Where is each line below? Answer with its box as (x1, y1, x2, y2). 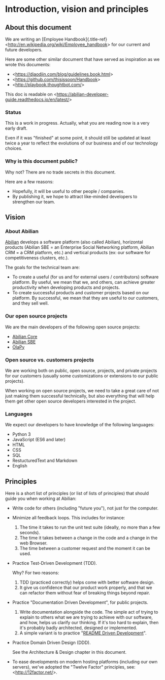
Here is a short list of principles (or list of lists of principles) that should (5, 490, 149, 496)
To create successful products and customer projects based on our (12, 290, 149, 296)
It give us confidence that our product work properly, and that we (19, 585, 153, 590)
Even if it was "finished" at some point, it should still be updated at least (5, 135, 151, 141)
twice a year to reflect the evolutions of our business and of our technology (5, 140, 159, 146)
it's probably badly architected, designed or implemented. (19, 625, 137, 631)
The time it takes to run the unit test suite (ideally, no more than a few (19, 524, 161, 530)
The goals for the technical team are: (5, 265, 80, 271)
